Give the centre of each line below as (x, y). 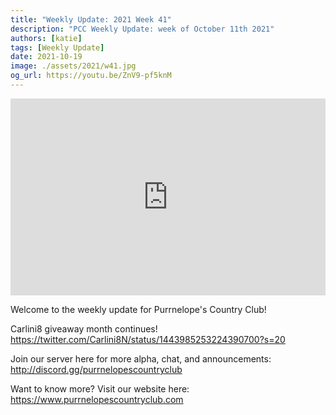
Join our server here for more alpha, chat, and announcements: (141, 358)
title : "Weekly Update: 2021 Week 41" (91, 19)
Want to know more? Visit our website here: (100, 388)
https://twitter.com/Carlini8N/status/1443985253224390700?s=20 (148, 339)
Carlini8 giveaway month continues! (84, 328)
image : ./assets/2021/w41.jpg (73, 66)
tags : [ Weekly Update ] (57, 47)
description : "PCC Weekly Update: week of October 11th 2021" (142, 29)
